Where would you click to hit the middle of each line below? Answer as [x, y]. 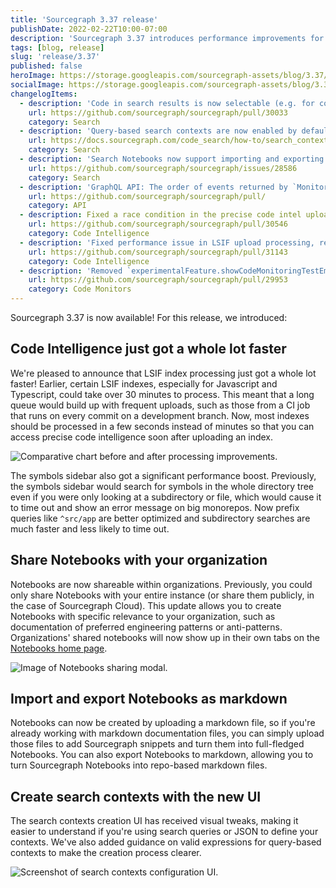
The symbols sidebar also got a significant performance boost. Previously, [163, 475]
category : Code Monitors [80, 289]
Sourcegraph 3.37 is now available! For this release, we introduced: [149, 317]
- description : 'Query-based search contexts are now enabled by [158, 131]
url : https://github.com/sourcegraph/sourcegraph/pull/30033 [158, 112]
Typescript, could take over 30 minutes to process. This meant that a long [162, 394]
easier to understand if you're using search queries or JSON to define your [164, 832]
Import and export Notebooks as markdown [149, 699]
